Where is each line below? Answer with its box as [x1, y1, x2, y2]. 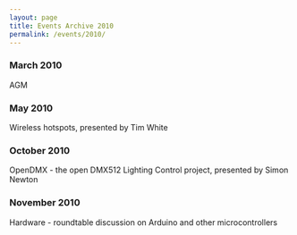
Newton [9, 174, 38, 185]
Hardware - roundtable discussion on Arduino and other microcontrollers [9, 216, 278, 228]
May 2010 [9, 102, 54, 114]
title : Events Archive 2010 [9, 21, 115, 30]
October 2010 [9, 144, 71, 156]
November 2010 [9, 197, 81, 209]
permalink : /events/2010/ [9, 29, 106, 38]
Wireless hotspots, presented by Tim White [9, 122, 168, 132]
